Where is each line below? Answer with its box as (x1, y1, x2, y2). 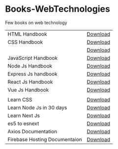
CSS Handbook (7, 38, 43, 45)
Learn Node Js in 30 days (7, 104, 67, 111)
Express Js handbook (7, 70, 58, 77)
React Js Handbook (7, 78, 53, 85)
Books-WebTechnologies (5, 3, 111, 15)
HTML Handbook (7, 30, 47, 37)
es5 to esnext (7, 120, 39, 127)
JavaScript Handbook (7, 54, 58, 61)
